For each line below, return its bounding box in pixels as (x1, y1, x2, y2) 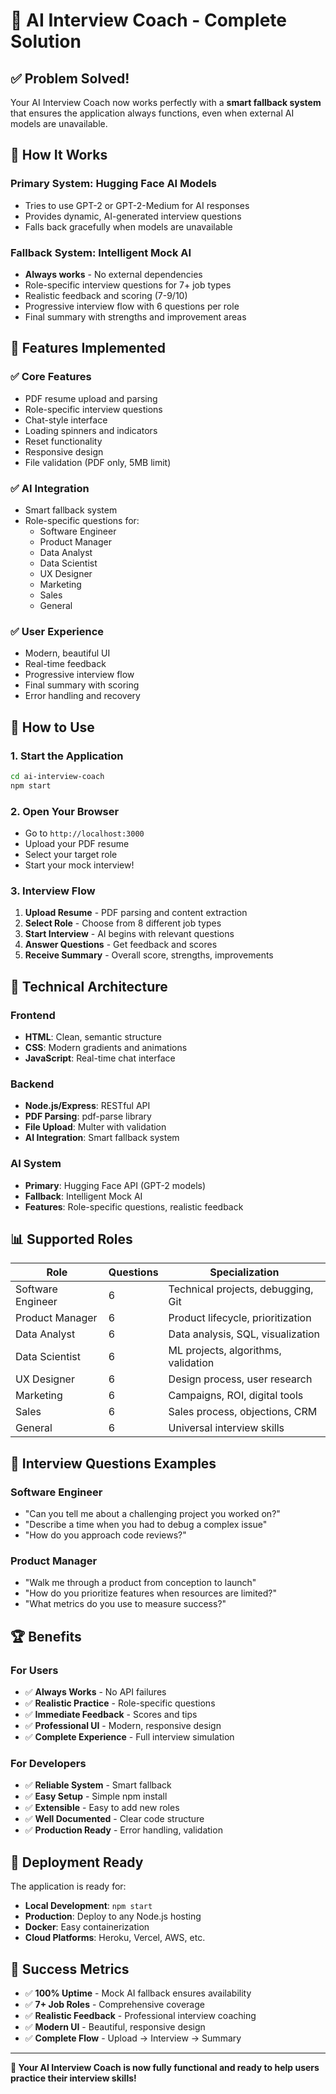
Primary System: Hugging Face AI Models (10, 177, 217, 191)
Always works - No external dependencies (24, 268, 203, 280)
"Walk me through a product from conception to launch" (24, 1577, 257, 1589)
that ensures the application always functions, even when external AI (10, 107, 295, 119)
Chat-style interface (24, 414, 108, 426)
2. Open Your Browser (10, 804, 120, 818)
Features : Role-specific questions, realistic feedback (24, 1200, 244, 1213)
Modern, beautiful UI (24, 647, 111, 659)
